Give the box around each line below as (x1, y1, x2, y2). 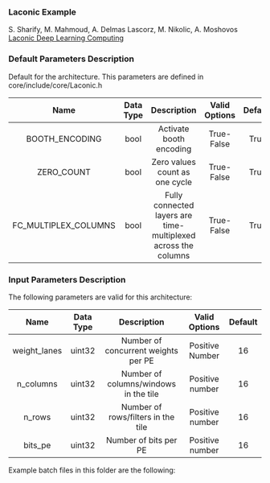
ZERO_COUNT (37, 166, 91, 177)
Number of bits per (105, 434, 178, 445)
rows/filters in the (108, 411, 175, 423)
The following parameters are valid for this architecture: (8, 292, 193, 302)
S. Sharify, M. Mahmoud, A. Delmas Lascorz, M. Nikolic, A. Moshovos (8, 25, 239, 35)
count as (157, 166, 190, 177)
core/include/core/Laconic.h (8, 80, 103, 90)
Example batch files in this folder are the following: (8, 465, 176, 475)
